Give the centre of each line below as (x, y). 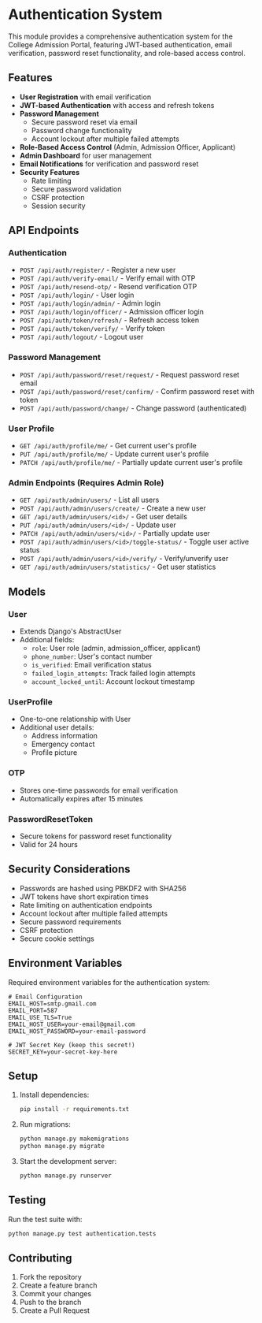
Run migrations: (45, 1124)
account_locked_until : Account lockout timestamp (113, 682)
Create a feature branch (58, 1285)
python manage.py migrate (62, 1146)
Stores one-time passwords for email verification (99, 790)
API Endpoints (44, 230)
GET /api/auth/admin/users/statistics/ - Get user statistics (118, 567)
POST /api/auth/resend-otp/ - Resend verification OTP (108, 287)
